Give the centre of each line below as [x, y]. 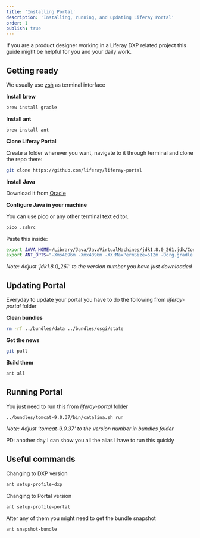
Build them [20, 362]
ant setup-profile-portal [38, 507]
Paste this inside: [27, 239]
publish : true [24, 28]
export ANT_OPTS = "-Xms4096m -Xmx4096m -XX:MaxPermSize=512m [82, 255]
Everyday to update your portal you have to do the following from [86, 300]
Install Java [21, 181]
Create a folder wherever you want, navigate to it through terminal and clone [100, 152]
